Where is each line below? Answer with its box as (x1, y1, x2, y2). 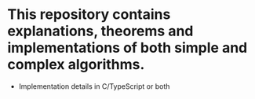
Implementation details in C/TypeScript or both (18, 81, 170, 91)
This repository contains (7, 5, 171, 24)
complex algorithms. (7, 56, 145, 74)
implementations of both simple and (7, 39, 248, 57)
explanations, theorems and (7, 22, 194, 40)
